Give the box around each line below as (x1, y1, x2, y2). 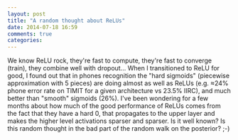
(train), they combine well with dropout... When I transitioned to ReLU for (7, 64, 220, 72)
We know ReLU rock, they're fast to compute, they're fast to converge (7, 56, 212, 65)
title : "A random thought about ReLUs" (7, 17, 126, 24)
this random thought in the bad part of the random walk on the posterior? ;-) (7, 124, 230, 133)
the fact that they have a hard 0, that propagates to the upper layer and (7, 109, 215, 118)
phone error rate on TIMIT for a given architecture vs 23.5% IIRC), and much (7, 87, 231, 95)
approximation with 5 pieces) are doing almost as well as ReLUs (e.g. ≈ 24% (7, 79, 229, 87)
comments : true (7, 30, 53, 38)
